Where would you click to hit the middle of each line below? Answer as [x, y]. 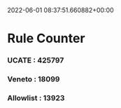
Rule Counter [46, 39]
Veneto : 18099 [34, 79]
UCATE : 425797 [36, 60]
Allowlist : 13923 [36, 97]
